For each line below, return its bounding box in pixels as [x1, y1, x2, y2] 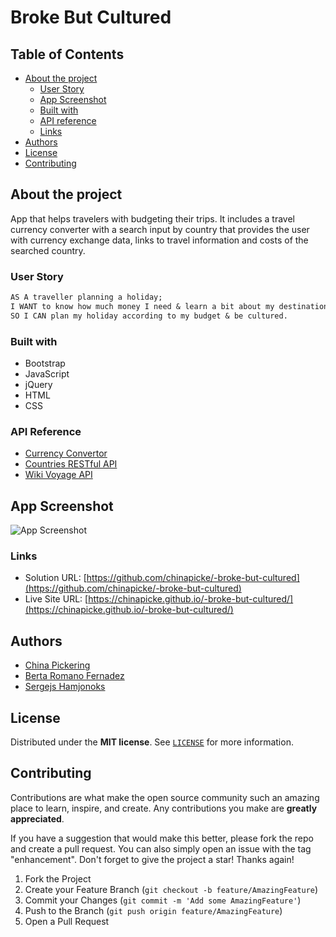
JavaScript [24, 368, 70, 380]
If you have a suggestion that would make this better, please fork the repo [10, 832, 314, 844]
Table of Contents [10, 46, 125, 63]
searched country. [10, 244, 86, 256]
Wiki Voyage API [24, 469, 93, 481]
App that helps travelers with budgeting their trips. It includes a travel [10, 212, 295, 225]
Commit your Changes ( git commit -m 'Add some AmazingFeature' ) [24, 894, 302, 906]
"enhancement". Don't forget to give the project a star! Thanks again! [10, 853, 295, 865]
